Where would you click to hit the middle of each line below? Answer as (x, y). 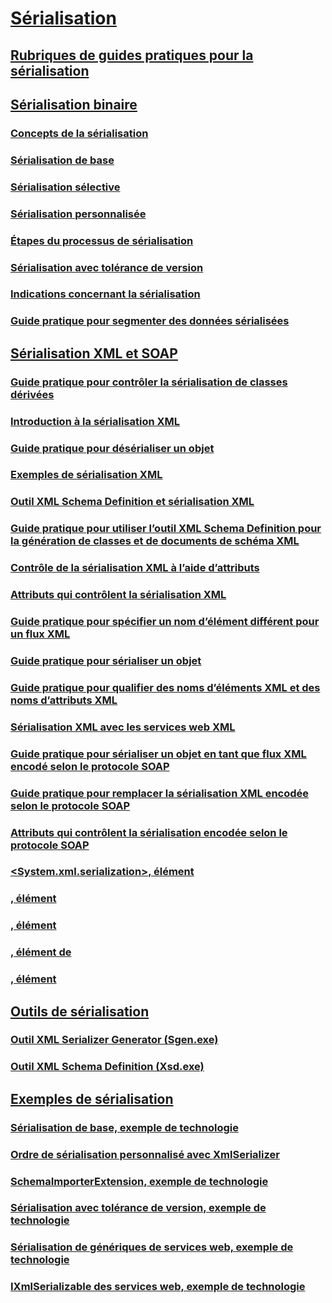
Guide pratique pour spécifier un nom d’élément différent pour (165, 622)
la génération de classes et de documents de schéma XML (155, 541)
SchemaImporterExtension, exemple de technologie (139, 1181)
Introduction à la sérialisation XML (95, 421)
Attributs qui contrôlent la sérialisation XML (118, 595)
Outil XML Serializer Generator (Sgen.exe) (114, 1040)
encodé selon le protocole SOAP (90, 766)
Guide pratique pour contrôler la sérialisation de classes (149, 382)
